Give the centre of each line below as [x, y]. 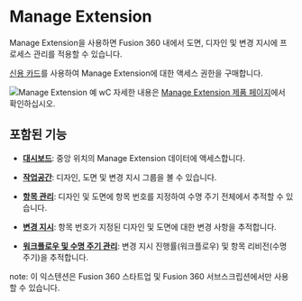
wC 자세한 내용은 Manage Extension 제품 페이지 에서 [192, 92]
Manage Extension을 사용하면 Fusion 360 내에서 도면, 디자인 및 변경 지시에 [143, 42]
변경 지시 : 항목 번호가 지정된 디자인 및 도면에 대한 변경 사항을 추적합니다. [149, 226]
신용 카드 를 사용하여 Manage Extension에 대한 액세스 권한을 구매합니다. [136, 73]
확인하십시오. [32, 103]
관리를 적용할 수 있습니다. [78, 54]
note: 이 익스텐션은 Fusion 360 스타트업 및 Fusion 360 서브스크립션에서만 [141, 276]
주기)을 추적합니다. [55, 257]
